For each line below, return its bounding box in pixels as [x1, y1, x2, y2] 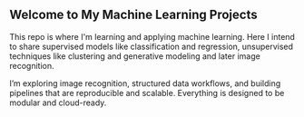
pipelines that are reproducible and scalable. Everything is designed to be [9, 87, 285, 98]
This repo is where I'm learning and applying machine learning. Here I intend [9, 31, 295, 42]
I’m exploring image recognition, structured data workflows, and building [9, 77, 281, 89]
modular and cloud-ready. [9, 97, 107, 108]
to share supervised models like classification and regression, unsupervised [9, 41, 293, 52]
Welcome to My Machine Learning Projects [9, 7, 258, 23]
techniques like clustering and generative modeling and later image [9, 50, 260, 62]
